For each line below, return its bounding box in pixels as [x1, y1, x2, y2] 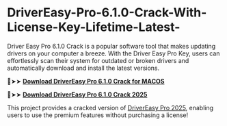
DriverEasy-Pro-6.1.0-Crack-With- [7, 5, 207, 21]
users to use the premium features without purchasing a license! [7, 111, 189, 119]
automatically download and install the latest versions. [7, 64, 160, 72]
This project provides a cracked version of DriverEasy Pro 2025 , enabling [7, 103, 214, 112]
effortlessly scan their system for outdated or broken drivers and [7, 56, 189, 64]
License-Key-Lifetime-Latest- [7, 19, 181, 35]
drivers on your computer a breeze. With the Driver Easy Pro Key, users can [7, 49, 220, 58]
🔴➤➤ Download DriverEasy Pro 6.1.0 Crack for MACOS [7, 77, 165, 85]
